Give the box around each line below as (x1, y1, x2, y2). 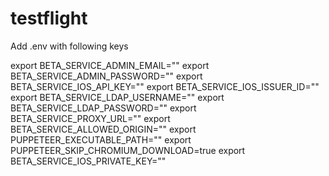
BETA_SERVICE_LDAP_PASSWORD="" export (10, 102, 197, 114)
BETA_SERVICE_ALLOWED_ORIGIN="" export (10, 123, 197, 135)
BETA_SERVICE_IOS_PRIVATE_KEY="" (10, 155, 167, 167)
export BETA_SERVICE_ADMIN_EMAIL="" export (10, 59, 210, 71)
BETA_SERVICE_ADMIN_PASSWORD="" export (10, 70, 203, 82)
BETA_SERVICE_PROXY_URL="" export (10, 112, 171, 124)
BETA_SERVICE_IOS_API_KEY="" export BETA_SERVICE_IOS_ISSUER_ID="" (10, 80, 320, 92)
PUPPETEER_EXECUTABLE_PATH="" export (10, 133, 192, 146)
